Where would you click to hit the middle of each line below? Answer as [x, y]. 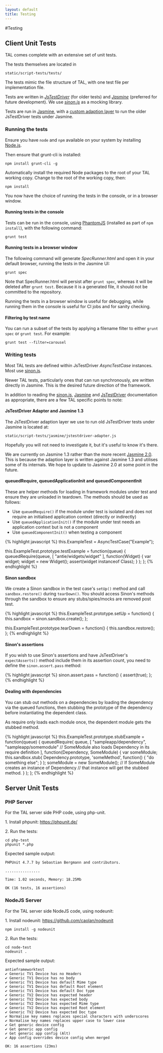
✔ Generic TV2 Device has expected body [47, 999]
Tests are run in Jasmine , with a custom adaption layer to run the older [76, 111]
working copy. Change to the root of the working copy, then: [65, 178]
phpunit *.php [19, 845]
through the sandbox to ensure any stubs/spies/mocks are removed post [78, 599]
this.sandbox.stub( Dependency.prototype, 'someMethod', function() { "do [80, 757]
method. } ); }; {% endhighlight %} [39, 773]
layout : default [21, 9]
